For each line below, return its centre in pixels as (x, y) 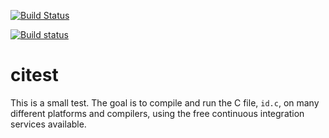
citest (34, 75)
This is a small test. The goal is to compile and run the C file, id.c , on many (165, 102)
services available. (48, 124)
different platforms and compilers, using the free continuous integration (157, 113)
